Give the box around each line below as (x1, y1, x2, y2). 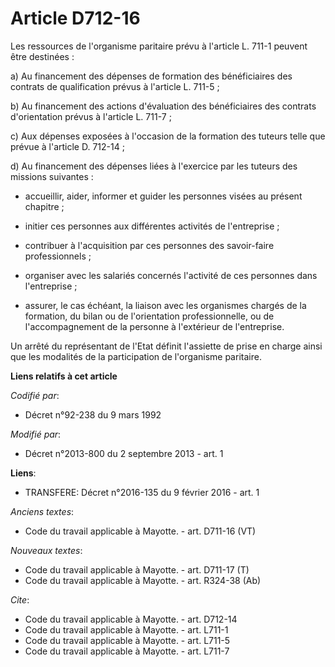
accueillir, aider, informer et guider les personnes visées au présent (24, 190, 303, 202)
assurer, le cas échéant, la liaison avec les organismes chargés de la (24, 299, 307, 311)
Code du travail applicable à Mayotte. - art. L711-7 (24, 645, 230, 657)
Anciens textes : (10, 505, 75, 517)
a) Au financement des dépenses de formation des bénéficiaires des (10, 70, 293, 82)
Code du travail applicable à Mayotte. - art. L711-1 (24, 623, 229, 636)
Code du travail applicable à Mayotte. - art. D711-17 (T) (24, 563, 250, 576)
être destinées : (10, 50, 75, 62)
